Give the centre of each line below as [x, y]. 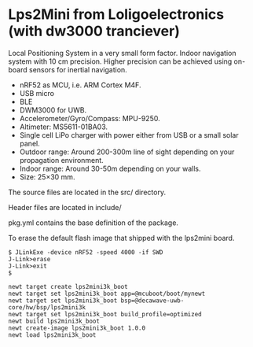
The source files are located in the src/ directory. [87, 192]
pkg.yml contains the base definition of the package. [93, 223]
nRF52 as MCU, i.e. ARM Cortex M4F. [80, 85]
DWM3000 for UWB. [53, 110]
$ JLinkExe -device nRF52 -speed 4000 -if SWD [86, 252]
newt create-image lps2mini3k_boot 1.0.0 [77, 328]
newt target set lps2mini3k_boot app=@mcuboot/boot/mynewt [107, 293]
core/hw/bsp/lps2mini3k [47, 307]
